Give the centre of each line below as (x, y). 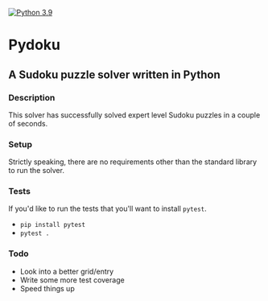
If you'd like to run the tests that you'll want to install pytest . (107, 208)
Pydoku (34, 45)
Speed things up (47, 288)
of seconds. (28, 123)
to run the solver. (36, 171)
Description (32, 97)
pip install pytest (53, 225)
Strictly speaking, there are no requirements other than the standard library (133, 162)
